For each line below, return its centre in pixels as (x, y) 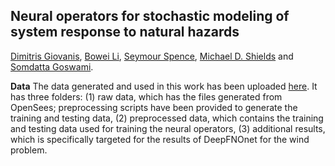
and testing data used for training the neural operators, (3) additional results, (168, 128)
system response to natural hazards (125, 32)
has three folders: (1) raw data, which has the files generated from (146, 96)
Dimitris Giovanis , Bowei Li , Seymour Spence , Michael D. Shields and (152, 56)
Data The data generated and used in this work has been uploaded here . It (164, 86)
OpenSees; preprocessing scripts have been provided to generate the (154, 107)
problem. (29, 150)
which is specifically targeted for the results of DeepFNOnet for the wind (160, 139)
